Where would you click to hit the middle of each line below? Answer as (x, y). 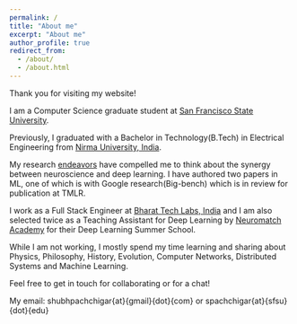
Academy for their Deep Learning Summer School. (102, 229)
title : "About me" (44, 26)
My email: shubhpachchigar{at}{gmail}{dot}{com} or (106, 301)
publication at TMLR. (48, 193)
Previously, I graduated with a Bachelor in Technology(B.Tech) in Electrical (147, 137)
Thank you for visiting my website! (73, 93)
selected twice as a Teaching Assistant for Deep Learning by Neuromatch (145, 220)
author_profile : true (50, 43)
